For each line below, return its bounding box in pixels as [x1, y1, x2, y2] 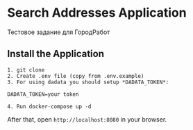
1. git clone [7, 66, 45, 74]
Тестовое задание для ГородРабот [7, 28, 110, 36]
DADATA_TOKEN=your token [7, 90, 79, 98]
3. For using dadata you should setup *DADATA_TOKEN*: [7, 79, 169, 86]
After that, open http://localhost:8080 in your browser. [7, 115, 167, 123]
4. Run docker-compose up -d [7, 103, 92, 110]
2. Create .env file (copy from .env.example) [7, 72, 144, 79]
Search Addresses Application [7, 5, 187, 21]
